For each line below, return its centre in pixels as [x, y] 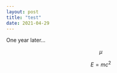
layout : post [22, 12]
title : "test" [24, 17]
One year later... [26, 40]
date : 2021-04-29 [28, 23]
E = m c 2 [101, 64]
